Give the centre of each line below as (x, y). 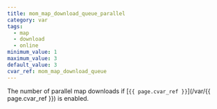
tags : (15, 26)
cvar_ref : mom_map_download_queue (57, 71)
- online (26, 46)
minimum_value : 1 (32, 52)
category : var (28, 20)
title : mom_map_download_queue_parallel (67, 13)
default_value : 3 (32, 65)
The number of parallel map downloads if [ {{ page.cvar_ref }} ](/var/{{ (109, 91)
